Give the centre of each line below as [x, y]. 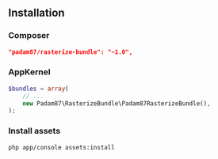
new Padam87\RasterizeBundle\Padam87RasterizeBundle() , [117, 103]
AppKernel [29, 72]
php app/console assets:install [61, 147]
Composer [29, 36]
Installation [36, 13]
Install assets [34, 131]
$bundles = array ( [38, 89]
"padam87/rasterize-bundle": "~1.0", [71, 52]
